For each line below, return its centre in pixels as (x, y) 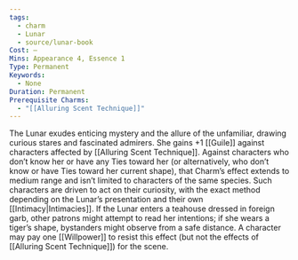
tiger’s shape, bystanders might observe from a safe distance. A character (145, 228)
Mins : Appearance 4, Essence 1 (67, 59)
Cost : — (24, 51)
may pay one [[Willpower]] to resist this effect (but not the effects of (134, 237)
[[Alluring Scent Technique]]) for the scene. (89, 247)
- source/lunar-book (55, 42)
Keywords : (28, 75)
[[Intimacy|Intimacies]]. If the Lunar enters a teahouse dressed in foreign (142, 209)
